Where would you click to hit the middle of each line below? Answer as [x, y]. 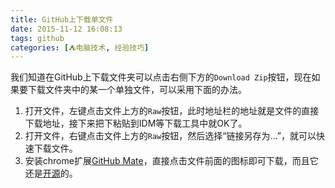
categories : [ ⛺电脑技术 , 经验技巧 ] [80, 47]
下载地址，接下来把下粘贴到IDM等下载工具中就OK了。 [136, 123]
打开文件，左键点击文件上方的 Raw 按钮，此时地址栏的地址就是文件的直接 [172, 111]
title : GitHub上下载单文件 [62, 19]
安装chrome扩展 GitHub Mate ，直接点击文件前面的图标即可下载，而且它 [171, 161]
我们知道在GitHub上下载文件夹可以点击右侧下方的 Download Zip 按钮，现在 [161, 77]
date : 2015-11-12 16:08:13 [66, 29]
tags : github [37, 38]
